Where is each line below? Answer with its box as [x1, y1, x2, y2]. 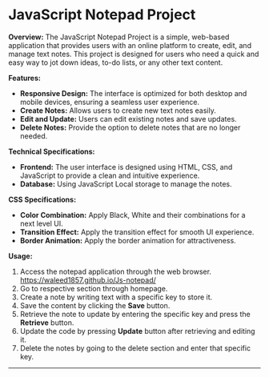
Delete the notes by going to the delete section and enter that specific [19, 343, 251, 353]
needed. [19, 130, 48, 141]
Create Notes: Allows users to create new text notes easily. [19, 106, 216, 115]
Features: [8, 73, 42, 82]
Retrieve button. [19, 318, 74, 327]
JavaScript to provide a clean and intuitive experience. [19, 170, 200, 180]
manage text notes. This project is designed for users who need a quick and [8, 49, 259, 58]
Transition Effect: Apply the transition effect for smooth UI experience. [19, 227, 255, 237]
